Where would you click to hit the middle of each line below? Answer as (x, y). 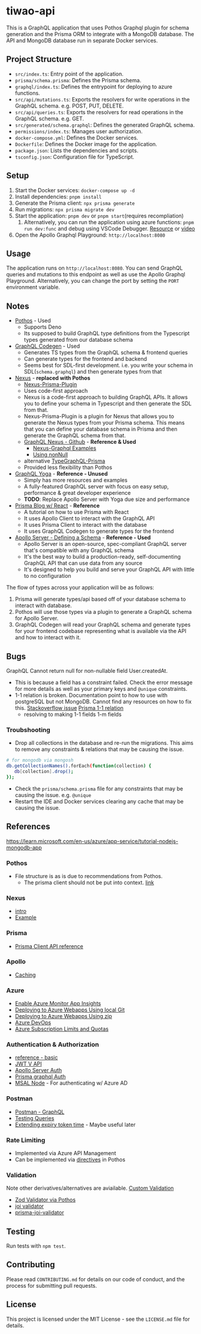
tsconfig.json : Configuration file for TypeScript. (75, 157)
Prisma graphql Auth (40, 1077)
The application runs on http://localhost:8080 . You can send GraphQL (94, 268)
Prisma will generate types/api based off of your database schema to (100, 599)
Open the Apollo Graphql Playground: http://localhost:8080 (90, 235)
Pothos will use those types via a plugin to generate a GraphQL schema (103, 612)
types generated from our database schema (78, 340)
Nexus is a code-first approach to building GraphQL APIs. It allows (106, 397)
